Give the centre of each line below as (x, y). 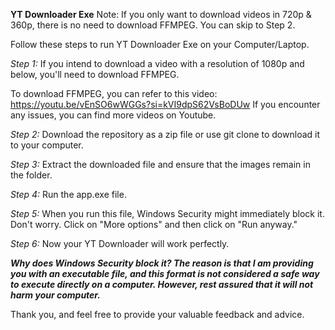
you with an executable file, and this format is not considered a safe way (165, 273)
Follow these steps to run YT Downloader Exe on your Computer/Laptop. (160, 44)
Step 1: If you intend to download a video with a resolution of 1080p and (157, 63)
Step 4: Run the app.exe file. (68, 194)
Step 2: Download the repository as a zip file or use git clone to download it (165, 134)
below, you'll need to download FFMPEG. (95, 74)
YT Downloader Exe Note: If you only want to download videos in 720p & (161, 14)
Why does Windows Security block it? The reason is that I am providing (162, 263)
